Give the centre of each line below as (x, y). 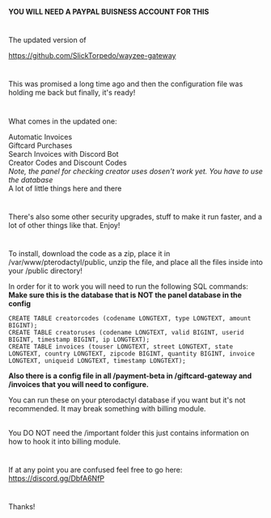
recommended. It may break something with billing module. (107, 408)
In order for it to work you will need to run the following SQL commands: (128, 286)
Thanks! (22, 507)
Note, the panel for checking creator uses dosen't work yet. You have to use (135, 171)
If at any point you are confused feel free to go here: (95, 470)
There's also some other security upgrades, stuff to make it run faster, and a (135, 217)
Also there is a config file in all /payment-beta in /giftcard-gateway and (130, 376)
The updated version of (47, 40)
